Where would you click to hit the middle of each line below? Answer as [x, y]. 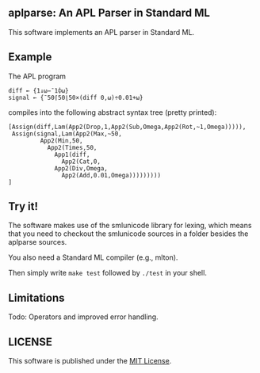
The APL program [37, 76]
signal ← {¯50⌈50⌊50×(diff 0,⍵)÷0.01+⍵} [76, 97]
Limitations [36, 297]
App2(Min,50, [61, 141]
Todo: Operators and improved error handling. [83, 317]
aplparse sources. [38, 242]
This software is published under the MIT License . [90, 361]
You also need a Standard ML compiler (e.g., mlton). [93, 257]
